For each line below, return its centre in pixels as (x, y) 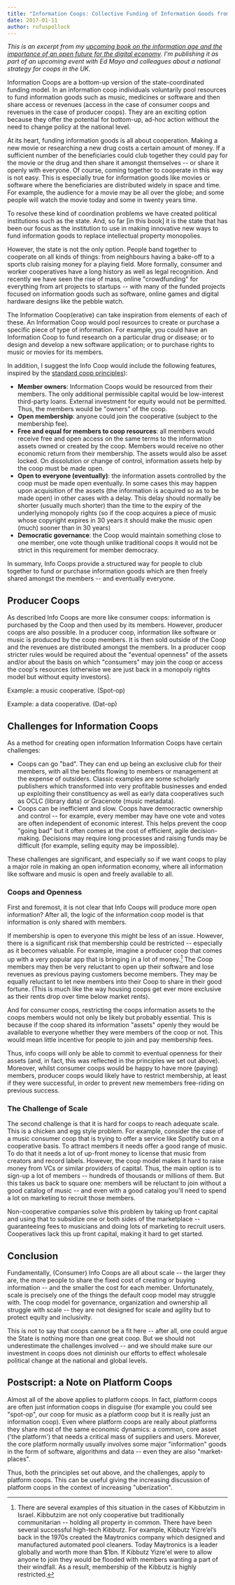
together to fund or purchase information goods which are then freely (107, 571)
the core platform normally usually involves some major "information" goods (117, 1444)
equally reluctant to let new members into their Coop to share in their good (115, 981)
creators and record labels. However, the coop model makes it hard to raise (116, 1161)
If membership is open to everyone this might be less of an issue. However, (116, 936)
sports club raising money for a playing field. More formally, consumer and (115, 264)
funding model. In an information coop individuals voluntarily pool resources (117, 90)
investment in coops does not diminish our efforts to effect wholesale (107, 1353)
